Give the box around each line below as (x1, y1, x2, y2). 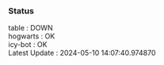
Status (8, 5, 34, 16)
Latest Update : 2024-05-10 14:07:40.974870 (8, 49, 156, 58)
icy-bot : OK (8, 40, 48, 49)
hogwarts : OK (8, 31, 55, 41)
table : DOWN (8, 23, 53, 33)
